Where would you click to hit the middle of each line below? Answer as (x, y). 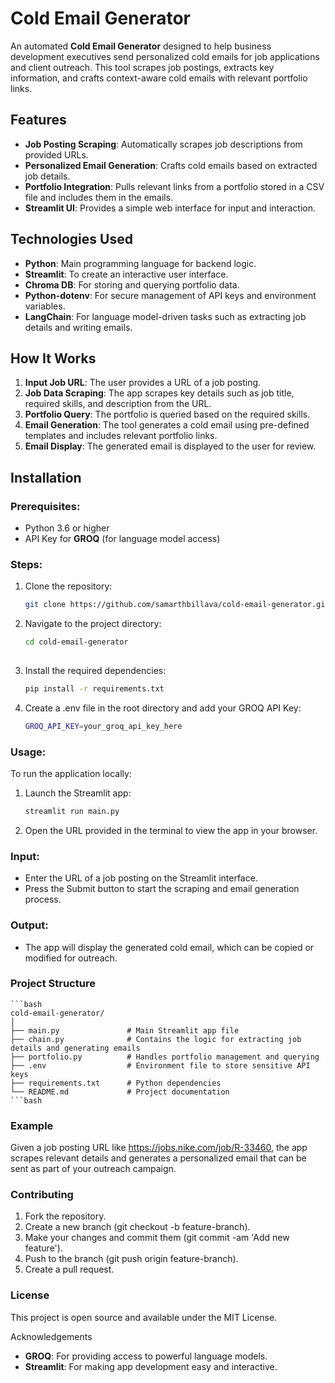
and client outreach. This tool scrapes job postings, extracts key (142, 67)
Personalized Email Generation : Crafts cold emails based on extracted (171, 165)
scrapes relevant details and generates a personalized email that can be (158, 1158)
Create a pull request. (69, 1269)
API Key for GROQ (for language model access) (122, 539)
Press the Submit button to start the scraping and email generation (162, 889)
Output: (29, 925)
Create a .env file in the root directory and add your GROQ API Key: (163, 708)
